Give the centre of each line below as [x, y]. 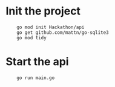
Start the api [37, 62]
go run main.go [36, 78]
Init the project [43, 11]
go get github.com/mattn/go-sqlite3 [63, 32]
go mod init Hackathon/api [51, 27]
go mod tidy [31, 37]
